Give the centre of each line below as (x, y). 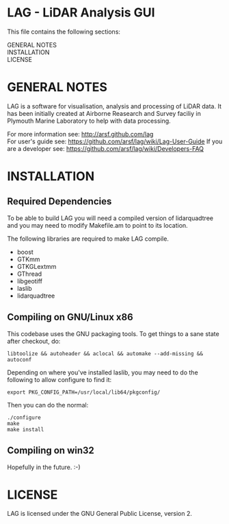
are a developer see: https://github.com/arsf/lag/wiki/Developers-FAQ (105, 148)
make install (26, 429)
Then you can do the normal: (48, 405)
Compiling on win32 (51, 451)
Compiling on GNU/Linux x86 (70, 317)
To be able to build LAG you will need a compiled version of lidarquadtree (110, 218)
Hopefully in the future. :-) (44, 467)
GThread (29, 274)
